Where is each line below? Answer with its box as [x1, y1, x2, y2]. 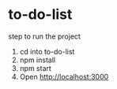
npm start [19, 63, 51, 72]
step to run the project [8, 32, 81, 41]
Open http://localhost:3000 [19, 72, 109, 81]
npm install [19, 55, 56, 65]
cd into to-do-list [19, 46, 75, 56]
